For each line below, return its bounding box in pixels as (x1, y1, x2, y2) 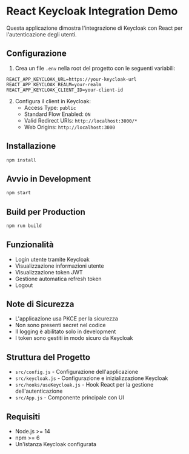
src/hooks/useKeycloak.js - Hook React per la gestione (15, 381, 154, 388)
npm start (6, 190, 31, 196)
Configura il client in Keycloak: (15, 97, 91, 104)
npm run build (6, 223, 42, 229)
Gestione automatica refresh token (15, 275, 102, 282)
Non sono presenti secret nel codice (15, 322, 106, 329)
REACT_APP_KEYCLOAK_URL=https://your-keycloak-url (6, 76, 137, 83)
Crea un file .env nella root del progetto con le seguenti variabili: (15, 64, 176, 72)
